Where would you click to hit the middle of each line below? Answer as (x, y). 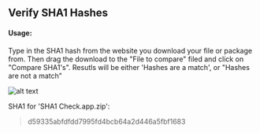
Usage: (20, 33)
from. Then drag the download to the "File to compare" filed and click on (126, 59)
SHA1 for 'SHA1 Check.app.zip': (59, 106)
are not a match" (35, 76)
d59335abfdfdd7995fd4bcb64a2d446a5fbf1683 (106, 121)
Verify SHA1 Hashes (58, 13)
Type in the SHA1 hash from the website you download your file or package (130, 50)
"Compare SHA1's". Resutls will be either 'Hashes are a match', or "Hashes (129, 67)
